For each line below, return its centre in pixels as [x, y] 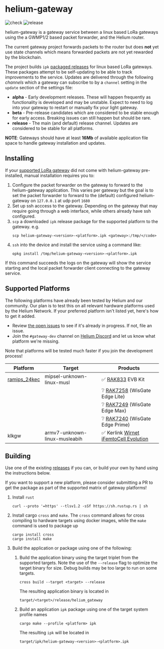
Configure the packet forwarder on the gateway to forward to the [77, 185]
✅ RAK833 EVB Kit [123, 379]
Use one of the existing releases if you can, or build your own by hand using [82, 468]
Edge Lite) [113, 397]
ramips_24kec [24, 379]
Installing [20, 159]
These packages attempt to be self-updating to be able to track [69, 72]
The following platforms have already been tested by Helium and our [74, 300]
